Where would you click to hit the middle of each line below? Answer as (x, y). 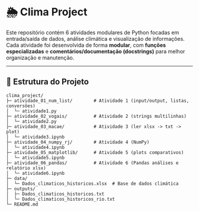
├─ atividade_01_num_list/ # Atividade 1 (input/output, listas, (98, 101)
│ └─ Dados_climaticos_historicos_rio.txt (61, 199)
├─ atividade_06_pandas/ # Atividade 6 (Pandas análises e (92, 163)
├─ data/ (17, 178)
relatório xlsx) (26, 168)
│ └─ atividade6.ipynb (36, 173)
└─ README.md (22, 204)
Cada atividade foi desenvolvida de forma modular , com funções (86, 45)
